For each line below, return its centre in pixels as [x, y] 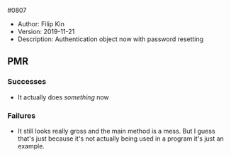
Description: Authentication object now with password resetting [111, 39]
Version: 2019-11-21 [46, 32]
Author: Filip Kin [41, 24]
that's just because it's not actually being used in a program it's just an [121, 139]
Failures [22, 115]
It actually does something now [63, 97]
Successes [27, 82]
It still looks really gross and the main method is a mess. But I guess [116, 131]
